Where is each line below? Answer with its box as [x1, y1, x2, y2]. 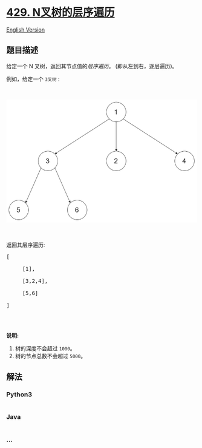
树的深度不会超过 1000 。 [15, 344, 76, 352]
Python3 [6, 390, 32, 399]
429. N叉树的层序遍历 [6, 5, 115, 19]
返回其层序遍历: [6, 241, 45, 248]
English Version [6, 25, 45, 33]
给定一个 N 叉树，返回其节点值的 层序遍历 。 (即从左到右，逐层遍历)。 [6, 62, 178, 70]
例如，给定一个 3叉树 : [6, 75, 60, 83]
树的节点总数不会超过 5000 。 [15, 352, 86, 359]
